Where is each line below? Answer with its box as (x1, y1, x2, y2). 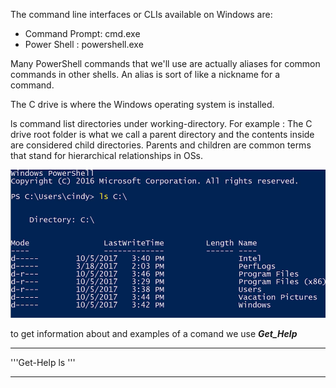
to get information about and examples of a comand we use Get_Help (10, 327, 298, 339)
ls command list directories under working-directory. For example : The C (10, 118, 313, 129)
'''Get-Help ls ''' (10, 356, 76, 368)
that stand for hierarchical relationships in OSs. (10, 150, 204, 161)
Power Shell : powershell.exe (24, 39, 144, 50)
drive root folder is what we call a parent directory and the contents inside (10, 129, 315, 140)
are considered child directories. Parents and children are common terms (10, 139, 312, 151)
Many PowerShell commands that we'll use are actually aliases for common (10, 58, 321, 69)
